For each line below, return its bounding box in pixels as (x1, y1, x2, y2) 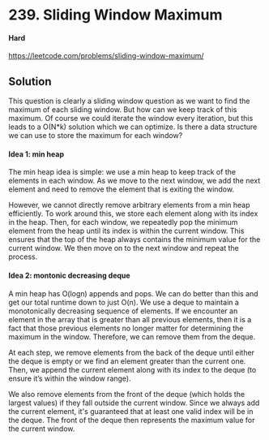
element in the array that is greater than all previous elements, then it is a (8, 314, 252, 324)
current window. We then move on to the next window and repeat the (8, 244, 239, 253)
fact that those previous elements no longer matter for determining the (8, 323, 244, 333)
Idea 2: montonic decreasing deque (8, 270, 131, 280)
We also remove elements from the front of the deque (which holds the (8, 389, 246, 399)
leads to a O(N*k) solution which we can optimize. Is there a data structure (8, 122, 258, 132)
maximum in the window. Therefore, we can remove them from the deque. (8, 331, 256, 342)
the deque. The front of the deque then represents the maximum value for (8, 415, 255, 425)
